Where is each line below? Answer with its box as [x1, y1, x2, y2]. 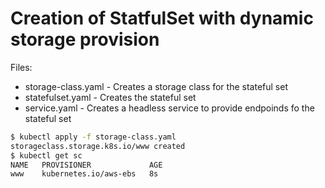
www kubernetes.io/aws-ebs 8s [10, 169, 159, 179]
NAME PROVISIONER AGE [10, 160, 163, 170]
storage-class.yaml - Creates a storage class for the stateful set [24, 80, 288, 92]
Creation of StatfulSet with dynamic [10, 7, 314, 30]
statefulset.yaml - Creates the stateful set [24, 91, 197, 103]
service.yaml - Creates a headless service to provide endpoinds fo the [24, 102, 315, 114]
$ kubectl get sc [10, 150, 83, 161]
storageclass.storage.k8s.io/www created [10, 141, 186, 151]
